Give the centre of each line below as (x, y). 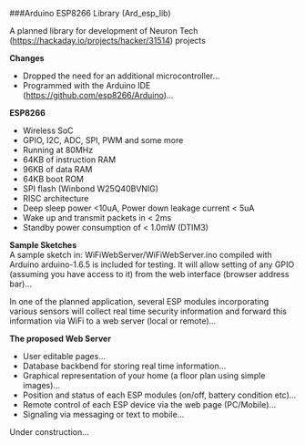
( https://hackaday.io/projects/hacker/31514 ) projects (108, 41)
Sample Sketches (43, 245)
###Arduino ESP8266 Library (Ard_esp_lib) (90, 13)
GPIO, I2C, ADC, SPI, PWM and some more (103, 140)
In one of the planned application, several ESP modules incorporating (139, 301)
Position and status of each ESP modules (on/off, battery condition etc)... (159, 395)
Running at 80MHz (58, 150)
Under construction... (49, 432)
